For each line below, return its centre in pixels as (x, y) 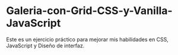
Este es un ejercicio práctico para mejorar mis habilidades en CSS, (88, 39)
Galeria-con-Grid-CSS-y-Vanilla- (90, 11)
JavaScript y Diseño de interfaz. (45, 46)
